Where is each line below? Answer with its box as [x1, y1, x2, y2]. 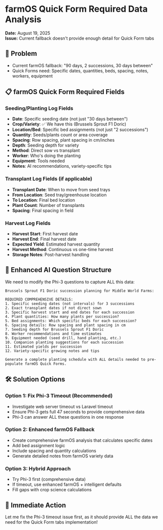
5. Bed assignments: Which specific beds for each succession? [5, 318, 137, 323]
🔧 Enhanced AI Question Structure [5, 266, 112, 274]
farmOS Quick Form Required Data [5, 3, 148, 15]
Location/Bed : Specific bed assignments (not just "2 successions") [12, 126, 148, 133]
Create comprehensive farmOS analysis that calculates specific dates [12, 437, 153, 443]
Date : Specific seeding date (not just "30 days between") [12, 116, 128, 122]
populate [5, 361, 23, 366]
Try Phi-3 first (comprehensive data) [12, 477, 86, 482]
